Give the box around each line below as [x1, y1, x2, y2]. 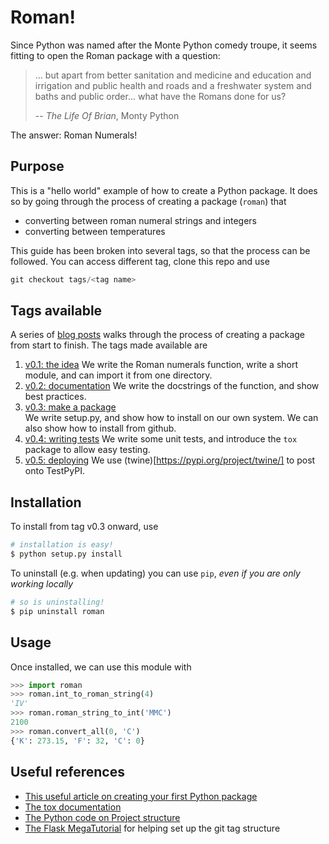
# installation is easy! [10, 540, 114, 550]
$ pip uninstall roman [10, 606, 105, 616]
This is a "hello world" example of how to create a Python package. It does [10, 184, 318, 196]
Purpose [10, 158, 65, 175]
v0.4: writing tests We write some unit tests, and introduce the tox [24, 433, 298, 445]
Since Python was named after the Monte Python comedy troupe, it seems [10, 39, 318, 51]
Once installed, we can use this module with [10, 661, 192, 673]
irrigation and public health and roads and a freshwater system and [34, 79, 312, 91]
